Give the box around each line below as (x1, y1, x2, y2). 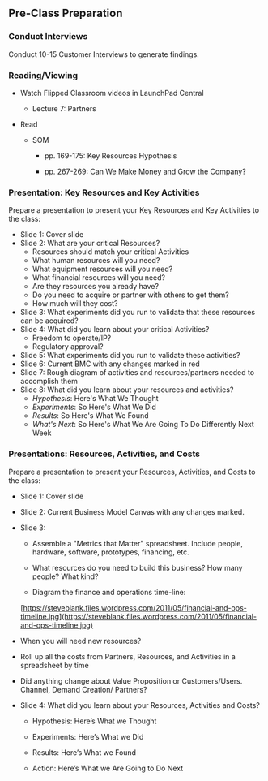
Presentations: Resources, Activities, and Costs (8, 448, 201, 460)
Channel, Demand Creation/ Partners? (19, 684, 147, 694)
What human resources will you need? (32, 256, 160, 265)
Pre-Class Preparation (8, 6, 123, 20)
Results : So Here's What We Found (32, 411, 149, 421)
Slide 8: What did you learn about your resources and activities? (19, 385, 234, 395)
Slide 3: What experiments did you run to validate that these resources (19, 308, 256, 317)
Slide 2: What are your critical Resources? (19, 239, 160, 248)
